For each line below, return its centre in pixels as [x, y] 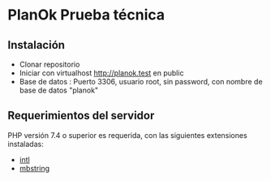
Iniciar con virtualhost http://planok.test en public [101, 73]
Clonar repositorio [49, 64]
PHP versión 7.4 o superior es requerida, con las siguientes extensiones [128, 135]
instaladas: [26, 144]
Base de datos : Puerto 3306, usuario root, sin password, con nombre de [141, 82]
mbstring [34, 168]
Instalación [37, 45]
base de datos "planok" [59, 90]
